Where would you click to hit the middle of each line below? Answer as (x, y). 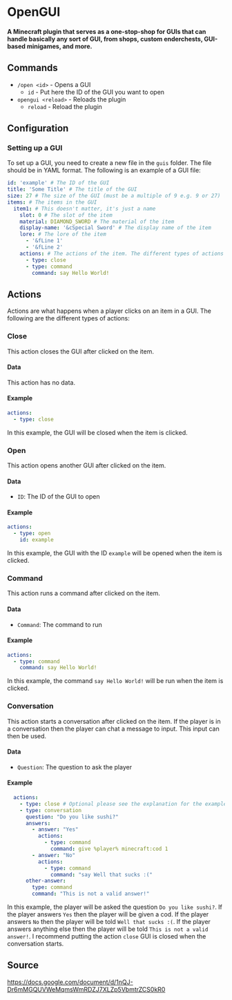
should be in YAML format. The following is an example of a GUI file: (104, 171)
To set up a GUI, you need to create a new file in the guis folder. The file (109, 163)
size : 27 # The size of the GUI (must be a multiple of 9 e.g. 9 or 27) (114, 196)
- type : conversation (50, 810)
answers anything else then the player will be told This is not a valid (108, 929)
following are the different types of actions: (68, 318)
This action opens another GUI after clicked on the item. (87, 465)
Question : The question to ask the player (75, 767)
